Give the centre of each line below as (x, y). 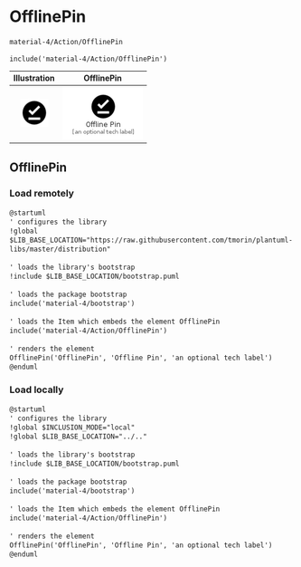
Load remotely (42, 193)
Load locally (37, 389)
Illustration (34, 78)
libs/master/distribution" (60, 249)
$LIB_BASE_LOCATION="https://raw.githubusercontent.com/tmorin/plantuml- (151, 240)
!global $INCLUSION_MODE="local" (72, 428)
